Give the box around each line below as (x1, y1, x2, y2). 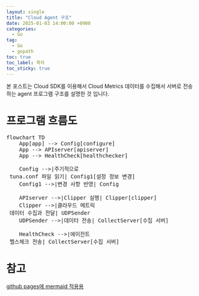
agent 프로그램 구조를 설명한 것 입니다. (17, 90, 110, 98)
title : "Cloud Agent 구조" (6, 15, 72, 21)
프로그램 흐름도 (6, 113, 78, 127)
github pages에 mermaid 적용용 (6, 283, 84, 290)
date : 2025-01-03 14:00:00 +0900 (6, 20, 91, 26)
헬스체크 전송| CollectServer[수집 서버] (9, 238, 120, 246)
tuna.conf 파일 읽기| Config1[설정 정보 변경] (9, 173, 135, 180)
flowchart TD (6, 134, 46, 141)
